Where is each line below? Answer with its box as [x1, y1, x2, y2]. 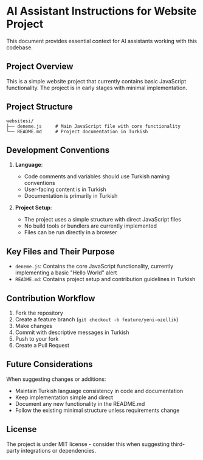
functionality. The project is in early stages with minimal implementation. [6, 84, 187, 91]
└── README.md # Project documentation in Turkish [6, 128, 148, 134]
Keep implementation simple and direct [15, 394, 114, 401]
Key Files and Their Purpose [6, 246, 115, 257]
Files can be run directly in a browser [24, 229, 117, 236]
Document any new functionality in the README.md [15, 400, 145, 407]
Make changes [15, 322, 53, 329]
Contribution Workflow [6, 293, 95, 304]
